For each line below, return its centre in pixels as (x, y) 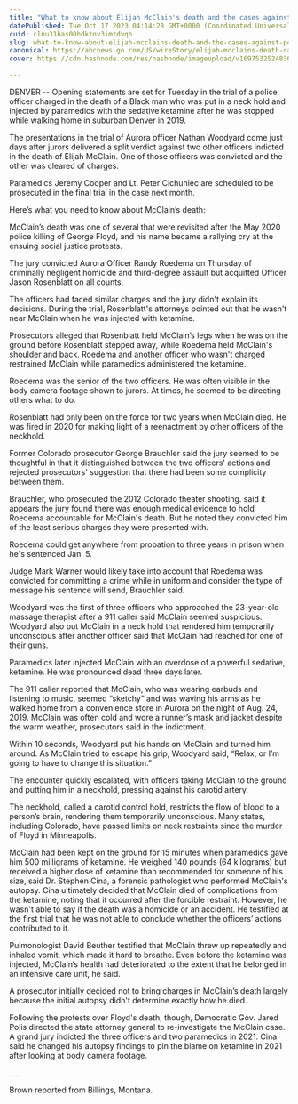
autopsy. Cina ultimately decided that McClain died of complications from (143, 890)
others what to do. (43, 400)
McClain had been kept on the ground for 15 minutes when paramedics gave (149, 852)
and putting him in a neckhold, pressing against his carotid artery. (129, 790)
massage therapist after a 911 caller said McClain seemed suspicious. (136, 616)
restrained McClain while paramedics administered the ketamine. (128, 364)
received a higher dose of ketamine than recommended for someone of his (146, 871)
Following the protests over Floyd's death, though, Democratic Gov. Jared (144, 1018)
